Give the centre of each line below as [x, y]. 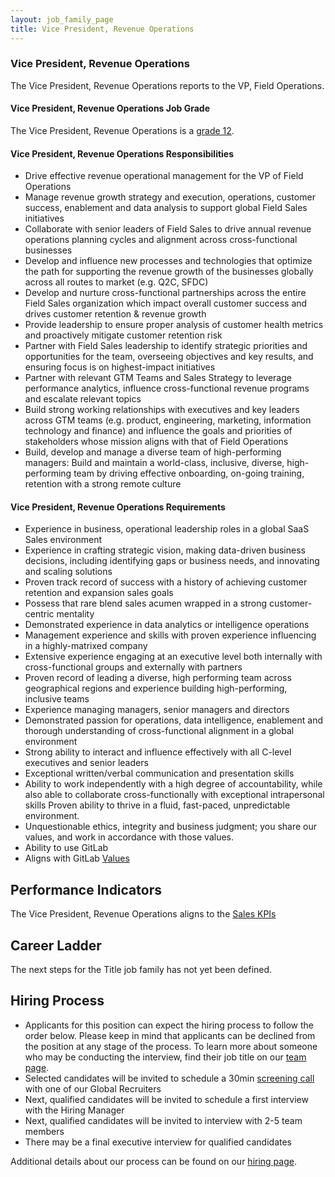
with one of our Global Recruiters [93, 1088]
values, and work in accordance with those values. [129, 837]
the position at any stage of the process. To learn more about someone [171, 1046]
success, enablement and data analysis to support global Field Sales [166, 208]
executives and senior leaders [86, 763]
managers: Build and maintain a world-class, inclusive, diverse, [154, 463]
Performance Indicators [86, 889]
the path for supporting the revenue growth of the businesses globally [169, 272]
